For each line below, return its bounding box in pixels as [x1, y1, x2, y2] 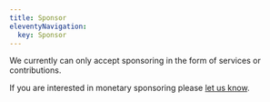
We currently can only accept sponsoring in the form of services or [9, 56, 261, 66]
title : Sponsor [9, 13, 67, 23]
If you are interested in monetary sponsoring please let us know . [9, 83, 250, 94]
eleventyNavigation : [9, 22, 88, 31]
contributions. [9, 65, 62, 76]
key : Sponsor [17, 30, 67, 39]
